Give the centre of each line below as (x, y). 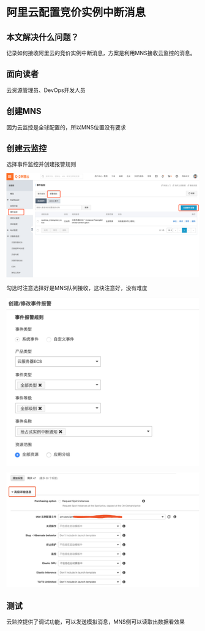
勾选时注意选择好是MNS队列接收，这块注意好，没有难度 (77, 288)
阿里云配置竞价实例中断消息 (76, 13)
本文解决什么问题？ (43, 37)
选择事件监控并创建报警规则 (41, 164)
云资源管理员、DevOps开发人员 (46, 90)
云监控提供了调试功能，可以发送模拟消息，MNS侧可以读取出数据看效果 (96, 622)
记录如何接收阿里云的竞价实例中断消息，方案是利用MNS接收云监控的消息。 (101, 53)
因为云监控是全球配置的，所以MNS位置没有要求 (66, 127)
